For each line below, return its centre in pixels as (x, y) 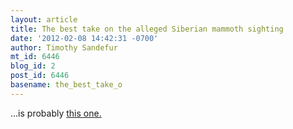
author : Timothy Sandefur (64, 47)
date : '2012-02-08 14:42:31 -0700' (84, 38)
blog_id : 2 (33, 66)
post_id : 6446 (40, 76)
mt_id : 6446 (35, 57)
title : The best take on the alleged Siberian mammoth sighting (147, 29)
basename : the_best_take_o (66, 85)
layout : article (44, 19)
